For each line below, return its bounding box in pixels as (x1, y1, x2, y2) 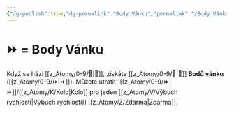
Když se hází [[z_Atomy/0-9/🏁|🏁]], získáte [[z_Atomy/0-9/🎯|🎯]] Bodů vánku (6, 69, 224, 77)
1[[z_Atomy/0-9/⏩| (117, 77, 172, 86)
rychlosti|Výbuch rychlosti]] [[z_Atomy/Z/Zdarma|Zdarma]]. (6, 98, 178, 106)
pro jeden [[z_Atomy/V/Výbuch (89, 88, 178, 96)
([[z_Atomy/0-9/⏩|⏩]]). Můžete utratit (6, 77, 116, 86)
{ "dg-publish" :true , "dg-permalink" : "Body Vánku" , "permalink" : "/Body (6, 10, 210, 17)
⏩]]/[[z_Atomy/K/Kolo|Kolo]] (6, 88, 88, 96)
